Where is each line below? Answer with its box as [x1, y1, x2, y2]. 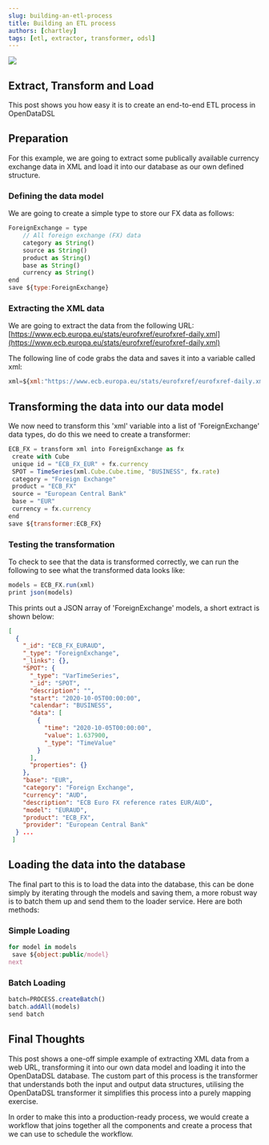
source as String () [22, 246, 88, 254]
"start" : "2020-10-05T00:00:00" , [29, 694, 142, 702]
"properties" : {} [29, 761, 88, 769]
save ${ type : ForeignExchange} [8, 284, 110, 292]
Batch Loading [8, 976, 66, 988]
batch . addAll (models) [8, 1002, 81, 1011]
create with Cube [11, 453, 70, 461]
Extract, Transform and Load [8, 79, 155, 92]
